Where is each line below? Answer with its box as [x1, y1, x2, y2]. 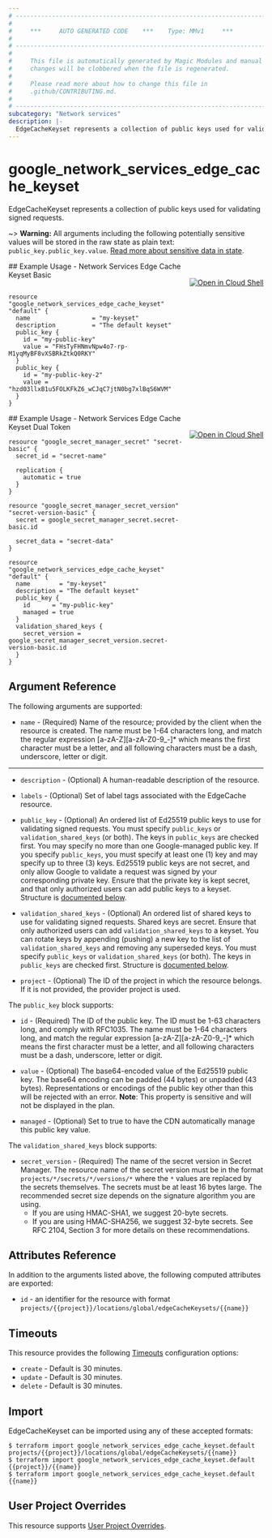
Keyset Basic [8, 269, 52, 280]
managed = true [23, 608, 74, 616]
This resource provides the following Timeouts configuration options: [8, 1348, 239, 1358]
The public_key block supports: [8, 999, 114, 1010]
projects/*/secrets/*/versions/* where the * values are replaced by [19, 1173, 253, 1183]
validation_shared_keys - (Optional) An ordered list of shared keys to [19, 908, 252, 917]
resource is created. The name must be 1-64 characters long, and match [19, 725, 262, 735]
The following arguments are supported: [8, 701, 143, 711]
